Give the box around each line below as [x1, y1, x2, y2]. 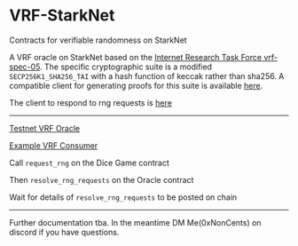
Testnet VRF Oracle [9, 123, 81, 133]
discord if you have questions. [9, 226, 120, 237]
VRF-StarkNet [9, 5, 115, 26]
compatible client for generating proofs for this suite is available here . [9, 80, 263, 91]
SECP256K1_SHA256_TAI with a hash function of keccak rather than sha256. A [9, 70, 285, 81]
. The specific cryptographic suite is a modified [39, 61, 213, 72]
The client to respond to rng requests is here [9, 97, 173, 107]
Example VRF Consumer [9, 139, 98, 151]
